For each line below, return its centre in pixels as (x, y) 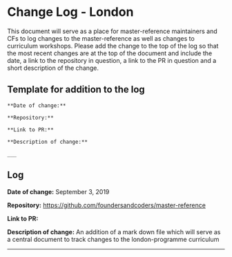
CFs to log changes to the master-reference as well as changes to (101, 38)
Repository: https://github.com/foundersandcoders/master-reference (106, 205)
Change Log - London (70, 12)
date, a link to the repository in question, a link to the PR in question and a (112, 60)
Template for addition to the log (76, 89)
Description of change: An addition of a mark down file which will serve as (114, 231)
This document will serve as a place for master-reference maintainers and (112, 31)
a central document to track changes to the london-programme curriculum (113, 239)
